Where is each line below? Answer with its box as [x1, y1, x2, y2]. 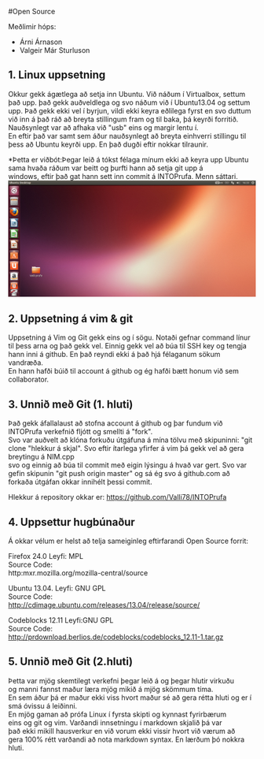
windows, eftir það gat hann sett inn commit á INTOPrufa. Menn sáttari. [8, 171, 238, 180]
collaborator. [8, 374, 49, 385]
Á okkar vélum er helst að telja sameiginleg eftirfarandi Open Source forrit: [8, 536, 249, 545]
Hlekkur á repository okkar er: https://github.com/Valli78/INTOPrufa [8, 493, 227, 502]
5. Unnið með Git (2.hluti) [8, 655, 134, 668]
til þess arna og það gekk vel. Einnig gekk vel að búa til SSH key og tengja [8, 341, 247, 351]
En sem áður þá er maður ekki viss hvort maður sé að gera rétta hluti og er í [8, 693, 252, 702]
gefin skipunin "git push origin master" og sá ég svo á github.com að [8, 469, 230, 478]
